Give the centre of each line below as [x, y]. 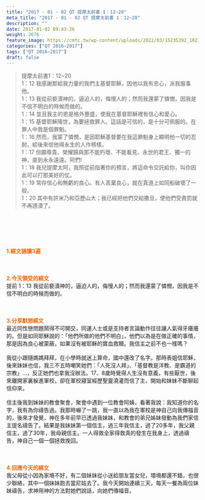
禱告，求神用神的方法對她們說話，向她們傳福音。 [73, 490]
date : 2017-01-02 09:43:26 [41, 29]
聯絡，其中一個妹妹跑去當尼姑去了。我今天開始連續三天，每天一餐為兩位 [102, 483]
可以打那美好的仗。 [51, 175]
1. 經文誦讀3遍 [23, 251]
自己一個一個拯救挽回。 [52, 440]
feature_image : [26, 40]
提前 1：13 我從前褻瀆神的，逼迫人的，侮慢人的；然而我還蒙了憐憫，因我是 [100, 285]
